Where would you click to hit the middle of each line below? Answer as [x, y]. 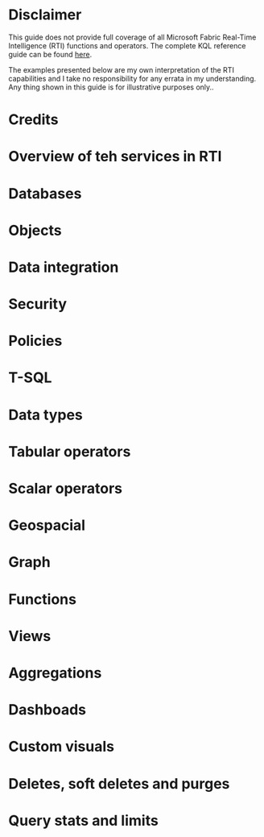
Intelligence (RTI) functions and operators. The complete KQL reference [127, 45]
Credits [33, 120]
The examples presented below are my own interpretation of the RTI [122, 69]
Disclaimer [45, 15]
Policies [35, 341]
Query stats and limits [83, 820]
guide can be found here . [50, 54]
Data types [45, 415]
